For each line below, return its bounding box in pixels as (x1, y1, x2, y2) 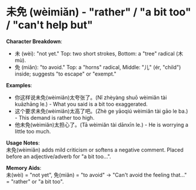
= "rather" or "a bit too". (6, 178, 64, 185)
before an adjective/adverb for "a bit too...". (6, 153, 111, 160)
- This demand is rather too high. (14, 114, 95, 121)
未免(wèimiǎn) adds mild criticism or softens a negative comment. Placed (6, 146, 184, 153)
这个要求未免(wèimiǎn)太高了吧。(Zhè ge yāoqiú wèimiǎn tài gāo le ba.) (14, 107, 188, 114)
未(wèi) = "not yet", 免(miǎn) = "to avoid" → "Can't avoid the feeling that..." (6, 171, 187, 178)
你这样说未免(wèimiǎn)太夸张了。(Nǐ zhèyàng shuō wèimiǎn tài (14, 94, 167, 101)
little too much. (14, 127, 51, 135)
